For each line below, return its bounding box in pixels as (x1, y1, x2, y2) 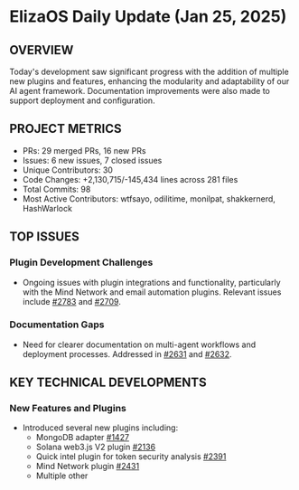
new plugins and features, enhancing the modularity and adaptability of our (9, 76, 290, 87)
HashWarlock (22, 203, 72, 213)
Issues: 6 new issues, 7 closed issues (22, 155, 163, 165)
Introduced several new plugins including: (22, 422, 179, 433)
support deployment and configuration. (9, 95, 155, 106)
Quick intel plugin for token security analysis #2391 (35, 451, 227, 462)
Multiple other (35, 470, 89, 481)
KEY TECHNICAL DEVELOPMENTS (9, 375, 207, 391)
